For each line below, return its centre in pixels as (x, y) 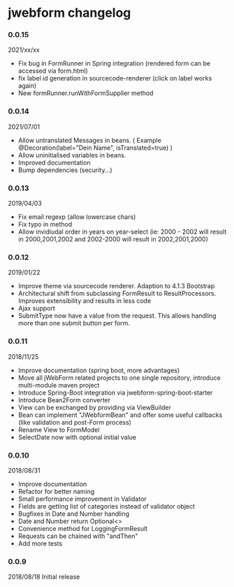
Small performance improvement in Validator (82, 499)
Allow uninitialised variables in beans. (72, 155)
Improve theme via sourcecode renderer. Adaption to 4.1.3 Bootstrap (116, 286)
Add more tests (40, 543)
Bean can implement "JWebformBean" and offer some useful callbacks (120, 415)
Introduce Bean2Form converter (64, 399)
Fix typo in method (45, 225)
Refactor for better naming (56, 491)
